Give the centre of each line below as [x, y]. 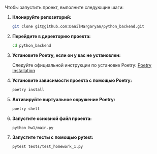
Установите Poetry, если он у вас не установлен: [66, 55]
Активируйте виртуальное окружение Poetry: [64, 99]
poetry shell [26, 109]
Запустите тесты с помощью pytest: [53, 137]
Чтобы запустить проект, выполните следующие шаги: [64, 7]
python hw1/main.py [33, 128]
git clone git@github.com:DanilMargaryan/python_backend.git [78, 26]
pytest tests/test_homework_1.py [48, 147]
